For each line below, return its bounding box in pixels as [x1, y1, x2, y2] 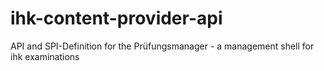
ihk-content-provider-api [10, 7, 223, 30]
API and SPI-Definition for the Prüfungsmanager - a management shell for [10, 40, 315, 52]
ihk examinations [10, 50, 80, 62]
